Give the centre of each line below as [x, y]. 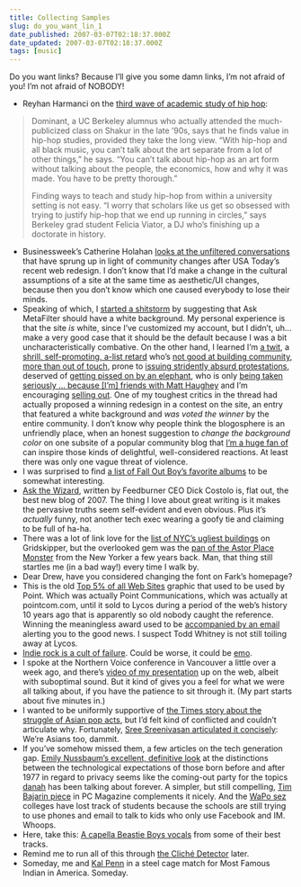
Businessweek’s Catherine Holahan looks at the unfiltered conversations [156, 252]
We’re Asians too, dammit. [71, 739]
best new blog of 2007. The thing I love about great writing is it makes [151, 500]
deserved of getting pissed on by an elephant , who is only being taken [152, 376]
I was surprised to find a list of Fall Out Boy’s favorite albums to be [145, 471]
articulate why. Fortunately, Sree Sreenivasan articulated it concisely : [150, 730]
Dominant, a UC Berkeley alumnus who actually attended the [144, 121]
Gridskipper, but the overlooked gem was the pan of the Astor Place [148, 548]
